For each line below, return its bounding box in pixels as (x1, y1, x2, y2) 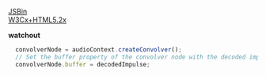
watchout (8, 31, 41, 40)
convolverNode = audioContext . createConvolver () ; (15, 46, 182, 54)
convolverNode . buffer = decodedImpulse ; (15, 60, 150, 68)
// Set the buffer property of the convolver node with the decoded (15, 53, 246, 61)
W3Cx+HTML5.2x (8, 15, 67, 25)
